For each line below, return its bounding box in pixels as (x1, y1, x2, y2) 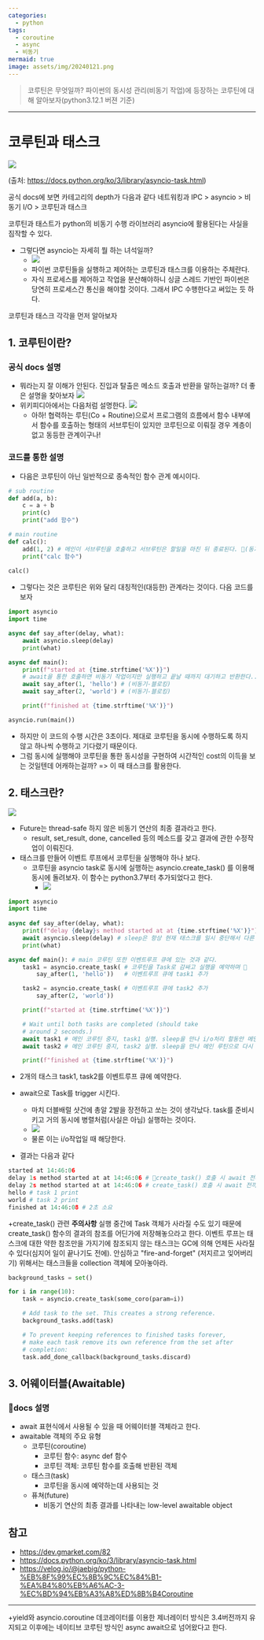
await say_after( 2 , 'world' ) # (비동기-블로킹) (22, 688, 171, 696)
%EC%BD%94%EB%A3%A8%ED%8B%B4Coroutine (19, 1589, 194, 1598)
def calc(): (8, 537, 47, 546)
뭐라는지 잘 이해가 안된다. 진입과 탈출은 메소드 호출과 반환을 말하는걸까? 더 (19, 381, 247, 391)
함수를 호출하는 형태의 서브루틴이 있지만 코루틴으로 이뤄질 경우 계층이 (39, 421, 252, 430)
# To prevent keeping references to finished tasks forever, (22, 1330, 226, 1339)
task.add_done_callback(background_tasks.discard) (22, 1352, 192, 1361)
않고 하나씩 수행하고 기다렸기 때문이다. (19, 741, 137, 751)
